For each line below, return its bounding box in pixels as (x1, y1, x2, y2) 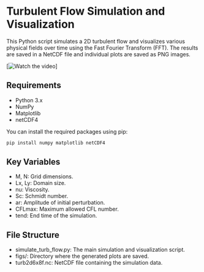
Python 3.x (15, 96, 43, 104)
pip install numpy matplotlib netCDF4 (6, 140, 105, 146)
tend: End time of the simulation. (15, 212, 97, 219)
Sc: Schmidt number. (15, 192, 69, 200)
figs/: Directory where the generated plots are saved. (15, 252, 149, 260)
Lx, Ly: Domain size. (15, 179, 66, 187)
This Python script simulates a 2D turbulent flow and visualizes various (6, 37, 186, 45)
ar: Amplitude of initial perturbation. (15, 199, 105, 206)
